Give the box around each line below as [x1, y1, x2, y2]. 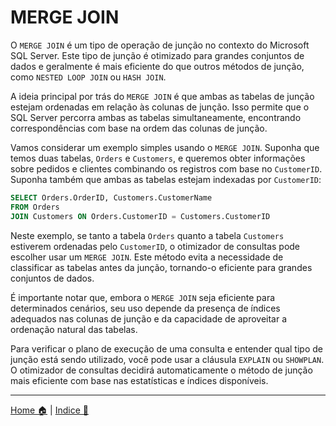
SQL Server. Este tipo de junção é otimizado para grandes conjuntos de [10, 49, 305, 61]
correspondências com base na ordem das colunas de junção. [10, 122, 268, 134]
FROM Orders [10, 202, 60, 212]
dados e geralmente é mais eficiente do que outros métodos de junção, [10, 60, 305, 72]
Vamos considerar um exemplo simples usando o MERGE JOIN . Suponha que [10, 141, 320, 153]
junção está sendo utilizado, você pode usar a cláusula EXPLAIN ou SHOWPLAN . [10, 353, 325, 365]
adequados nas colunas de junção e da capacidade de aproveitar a [10, 312, 288, 325]
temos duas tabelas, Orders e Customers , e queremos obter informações [10, 152, 306, 164]
